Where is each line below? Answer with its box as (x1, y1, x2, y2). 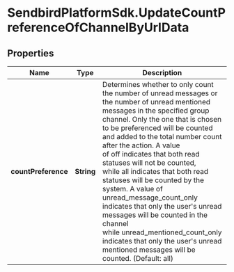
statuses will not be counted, (102, 158, 196, 168)
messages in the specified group (102, 106, 210, 115)
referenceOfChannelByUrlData (7, 19, 189, 35)
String (75, 167, 96, 176)
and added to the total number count (102, 132, 222, 141)
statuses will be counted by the (102, 175, 204, 185)
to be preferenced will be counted (102, 123, 213, 133)
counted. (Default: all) (102, 254, 174, 263)
